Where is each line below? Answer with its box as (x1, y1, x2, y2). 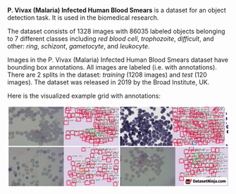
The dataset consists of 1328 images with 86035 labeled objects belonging (7, 27, 225, 35)
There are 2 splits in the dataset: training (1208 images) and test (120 (7, 70, 208, 79)
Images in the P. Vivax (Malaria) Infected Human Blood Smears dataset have (7, 56, 229, 64)
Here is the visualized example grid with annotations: (7, 91, 161, 100)
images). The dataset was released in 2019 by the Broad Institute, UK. (7, 78, 210, 86)
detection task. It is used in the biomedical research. (7, 13, 159, 22)
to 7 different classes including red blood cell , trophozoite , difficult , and (7, 34, 214, 43)
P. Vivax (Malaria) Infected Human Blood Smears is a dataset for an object (7, 6, 227, 14)
